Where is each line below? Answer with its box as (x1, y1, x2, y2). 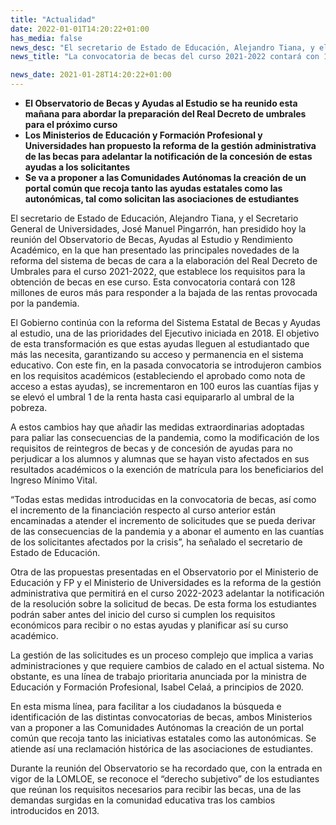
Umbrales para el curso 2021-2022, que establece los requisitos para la (10, 266, 306, 277)
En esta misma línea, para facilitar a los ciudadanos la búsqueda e (10, 701, 282, 712)
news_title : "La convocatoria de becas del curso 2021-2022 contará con (10, 52, 320, 62)
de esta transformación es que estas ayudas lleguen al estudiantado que (10, 338, 310, 350)
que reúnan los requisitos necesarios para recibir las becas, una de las (10, 784, 302, 795)
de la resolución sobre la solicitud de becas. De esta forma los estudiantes (10, 598, 317, 610)
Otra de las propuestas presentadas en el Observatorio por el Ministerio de (10, 566, 319, 578)
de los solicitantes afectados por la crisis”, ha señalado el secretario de (10, 536, 303, 548)
